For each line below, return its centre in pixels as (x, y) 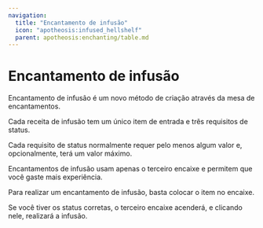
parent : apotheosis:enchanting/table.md (82, 37)
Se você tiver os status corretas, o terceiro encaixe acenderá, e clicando (126, 208)
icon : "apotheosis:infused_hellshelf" (79, 30)
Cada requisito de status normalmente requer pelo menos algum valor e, (125, 145)
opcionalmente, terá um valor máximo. (70, 153)
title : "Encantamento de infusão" (71, 23)
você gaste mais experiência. (56, 177)
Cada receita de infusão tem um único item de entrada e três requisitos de (128, 122)
